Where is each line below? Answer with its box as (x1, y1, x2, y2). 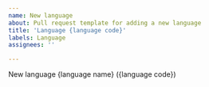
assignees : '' (8, 41, 56, 49)
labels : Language (8, 33, 66, 42)
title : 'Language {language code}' (8, 26, 127, 34)
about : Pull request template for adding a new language (8, 19, 202, 27)
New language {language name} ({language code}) (8, 70, 177, 79)
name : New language (8, 11, 73, 20)
